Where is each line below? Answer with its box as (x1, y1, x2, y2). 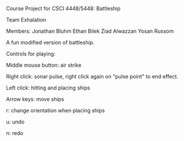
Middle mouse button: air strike (6, 61, 82, 68)
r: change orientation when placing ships (6, 107, 105, 114)
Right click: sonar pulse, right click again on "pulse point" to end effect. (6, 73, 179, 80)
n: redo (6, 130, 24, 136)
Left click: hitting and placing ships (6, 84, 91, 91)
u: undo (6, 118, 25, 125)
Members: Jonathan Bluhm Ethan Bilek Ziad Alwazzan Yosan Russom (6, 27, 174, 35)
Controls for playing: (6, 50, 56, 57)
